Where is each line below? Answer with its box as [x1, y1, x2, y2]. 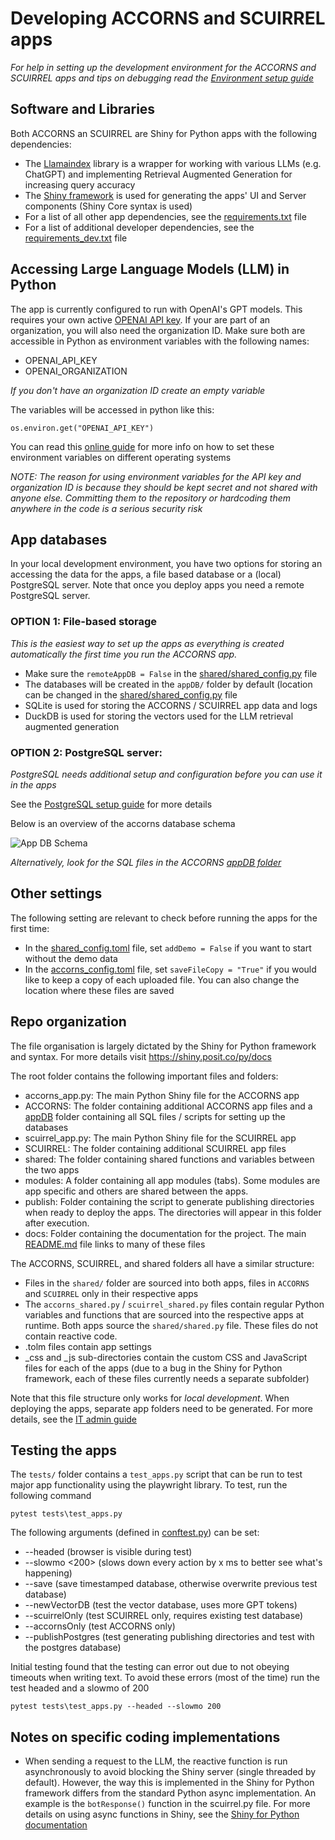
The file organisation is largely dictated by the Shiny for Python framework [10, 1040, 317, 1052]
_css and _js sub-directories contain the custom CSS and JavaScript [24, 1351, 308, 1363]
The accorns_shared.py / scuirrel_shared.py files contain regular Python [24, 1298, 325, 1310]
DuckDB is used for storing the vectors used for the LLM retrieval [24, 710, 294, 722]
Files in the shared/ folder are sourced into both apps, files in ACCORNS [24, 1277, 310, 1289]
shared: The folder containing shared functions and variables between [24, 1153, 315, 1165]
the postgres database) [24, 1642, 122, 1654]
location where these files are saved [24, 984, 175, 996]
